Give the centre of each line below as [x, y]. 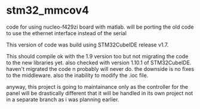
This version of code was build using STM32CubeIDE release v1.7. [87, 45]
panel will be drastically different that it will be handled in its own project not [100, 93]
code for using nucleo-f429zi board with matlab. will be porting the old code [100, 27]
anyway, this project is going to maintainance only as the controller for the [97, 86]
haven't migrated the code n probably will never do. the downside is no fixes [100, 68]
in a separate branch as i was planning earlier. [63, 99]
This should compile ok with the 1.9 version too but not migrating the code [97, 56]
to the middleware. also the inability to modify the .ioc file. [77, 75]
